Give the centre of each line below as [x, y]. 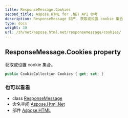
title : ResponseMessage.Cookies [38, 10]
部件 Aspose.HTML [32, 110]
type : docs [16, 23]
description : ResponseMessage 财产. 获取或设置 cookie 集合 [64, 19]
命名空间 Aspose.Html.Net [38, 104]
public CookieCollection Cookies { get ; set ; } [54, 74]
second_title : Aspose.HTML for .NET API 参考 [51, 14]
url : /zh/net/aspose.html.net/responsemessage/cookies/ [63, 32]
